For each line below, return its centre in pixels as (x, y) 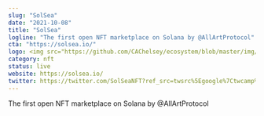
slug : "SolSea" (33, 15)
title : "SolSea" (35, 30)
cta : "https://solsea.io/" (52, 45)
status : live (29, 67)
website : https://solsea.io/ (56, 74)
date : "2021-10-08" (40, 23)
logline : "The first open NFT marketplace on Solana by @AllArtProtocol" (132, 37)
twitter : (22, 81)
